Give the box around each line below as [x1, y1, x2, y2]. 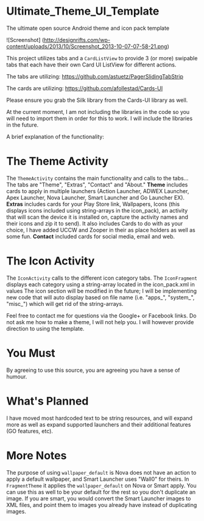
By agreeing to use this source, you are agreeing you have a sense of [6, 366, 181, 374]
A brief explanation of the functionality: [6, 133, 105, 140]
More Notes [6, 448, 67, 463]
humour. [6, 373, 27, 380]
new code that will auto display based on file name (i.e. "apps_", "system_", [6, 294, 195, 301]
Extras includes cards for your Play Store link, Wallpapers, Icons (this [6, 200, 180, 208]
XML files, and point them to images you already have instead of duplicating [6, 501, 197, 508]
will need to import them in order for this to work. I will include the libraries [6, 115, 193, 122]
